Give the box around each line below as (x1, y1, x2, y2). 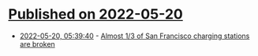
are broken (19, 39, 55, 48)
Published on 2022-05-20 (8, 5, 183, 23)
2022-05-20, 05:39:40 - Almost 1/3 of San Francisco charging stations (19, 31, 250, 40)
